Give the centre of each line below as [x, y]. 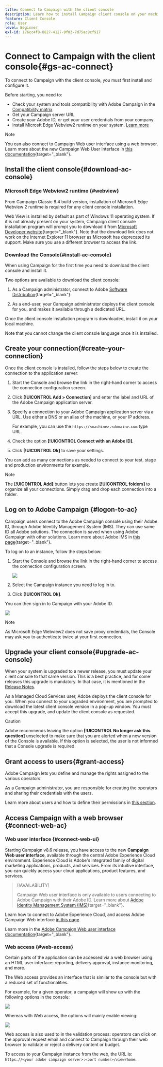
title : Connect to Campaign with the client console [59, 10]
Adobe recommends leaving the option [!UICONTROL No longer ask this [78, 731]
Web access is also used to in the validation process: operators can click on [81, 1034]
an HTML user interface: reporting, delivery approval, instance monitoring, [79, 963]
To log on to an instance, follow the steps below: [53, 552]
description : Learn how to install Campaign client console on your [76, 14]
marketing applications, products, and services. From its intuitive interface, [80, 865]
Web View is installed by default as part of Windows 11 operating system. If [80, 216]
